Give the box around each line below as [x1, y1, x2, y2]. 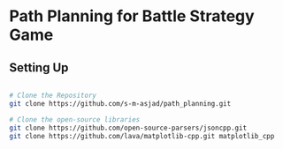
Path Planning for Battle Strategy [9, 6, 255, 26]
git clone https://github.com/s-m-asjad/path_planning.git [9, 99, 232, 108]
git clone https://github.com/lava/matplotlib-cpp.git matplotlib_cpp [9, 131, 275, 140]
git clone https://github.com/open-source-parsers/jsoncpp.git [9, 123, 248, 132]
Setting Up [9, 60, 69, 75]
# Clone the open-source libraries [9, 115, 141, 124]
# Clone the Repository [9, 91, 97, 100]
